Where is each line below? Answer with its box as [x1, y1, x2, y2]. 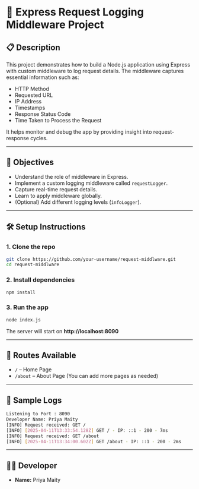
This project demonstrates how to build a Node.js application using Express [6, 61, 191, 68]
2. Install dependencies [6, 276, 75, 284]
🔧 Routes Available [6, 350, 76, 360]
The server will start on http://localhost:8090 [6, 327, 119, 335]
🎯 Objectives [6, 157, 54, 168]
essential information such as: [6, 74, 79, 81]
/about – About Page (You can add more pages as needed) [14, 373, 159, 380]
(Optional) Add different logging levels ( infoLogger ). [14, 198, 142, 206]
